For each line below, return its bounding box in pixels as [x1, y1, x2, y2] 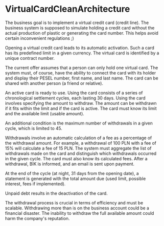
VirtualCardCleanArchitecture [5, 3, 130, 15]
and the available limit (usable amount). [5, 110, 85, 116]
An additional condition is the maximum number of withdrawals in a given [5, 120, 153, 126]
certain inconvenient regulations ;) [5, 35, 74, 41]
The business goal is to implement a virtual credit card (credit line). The [5, 20, 149, 25]
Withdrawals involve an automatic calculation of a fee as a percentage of [5, 135, 152, 141]
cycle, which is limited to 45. [5, 125, 63, 131]
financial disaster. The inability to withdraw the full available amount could [5, 210, 154, 216]
